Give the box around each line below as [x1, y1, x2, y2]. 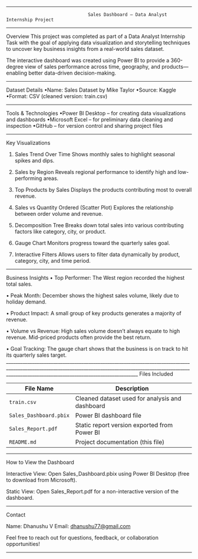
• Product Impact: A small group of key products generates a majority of [6, 310, 181, 316]
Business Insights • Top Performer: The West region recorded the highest [6, 274, 185, 281]
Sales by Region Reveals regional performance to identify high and [14, 169, 177, 175]
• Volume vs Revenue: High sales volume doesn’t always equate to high [6, 328, 180, 334]
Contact [6, 511, 25, 518]
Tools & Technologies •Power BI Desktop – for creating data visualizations [6, 110, 186, 117]
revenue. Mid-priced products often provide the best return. [6, 334, 152, 341]
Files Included [139, 370, 174, 377]
